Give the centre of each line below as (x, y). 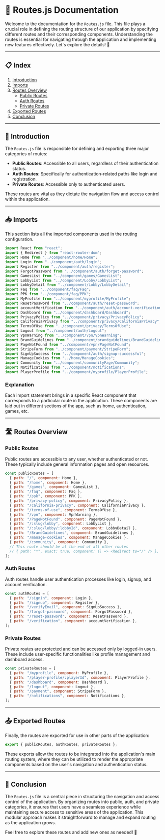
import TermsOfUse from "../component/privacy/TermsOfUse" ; (68, 326)
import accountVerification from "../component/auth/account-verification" (84, 308)
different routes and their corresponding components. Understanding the (79, 34)
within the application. (27, 199)
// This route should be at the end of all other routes (69, 547)
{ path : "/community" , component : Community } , (59, 542)
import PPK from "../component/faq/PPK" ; (48, 294)
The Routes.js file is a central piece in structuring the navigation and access (82, 796)
